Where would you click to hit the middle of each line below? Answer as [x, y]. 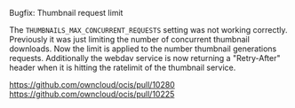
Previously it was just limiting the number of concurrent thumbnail [130, 39]
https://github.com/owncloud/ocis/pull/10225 [92, 94]
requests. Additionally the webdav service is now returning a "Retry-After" [145, 58]
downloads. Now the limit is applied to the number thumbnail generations [143, 49]
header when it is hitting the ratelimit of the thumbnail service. [123, 67]
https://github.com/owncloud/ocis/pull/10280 [92, 85]
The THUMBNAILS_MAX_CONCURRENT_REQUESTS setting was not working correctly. [148, 30]
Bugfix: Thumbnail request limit [66, 13]
